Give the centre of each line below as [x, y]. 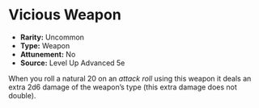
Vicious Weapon [65, 15]
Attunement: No [48, 54]
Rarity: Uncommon [52, 37]
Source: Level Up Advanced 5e [72, 63]
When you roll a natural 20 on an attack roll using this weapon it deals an [130, 78]
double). [22, 95]
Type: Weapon [45, 45]
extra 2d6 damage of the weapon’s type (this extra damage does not [123, 87]
